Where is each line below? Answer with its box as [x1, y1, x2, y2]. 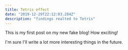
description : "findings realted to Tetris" [5, 16, 96, 21]
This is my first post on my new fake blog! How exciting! [5, 30, 118, 36]
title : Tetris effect [5, 7, 50, 12]
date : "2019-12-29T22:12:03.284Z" [5, 12, 76, 17]
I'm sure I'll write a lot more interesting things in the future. [5, 39, 124, 45]
